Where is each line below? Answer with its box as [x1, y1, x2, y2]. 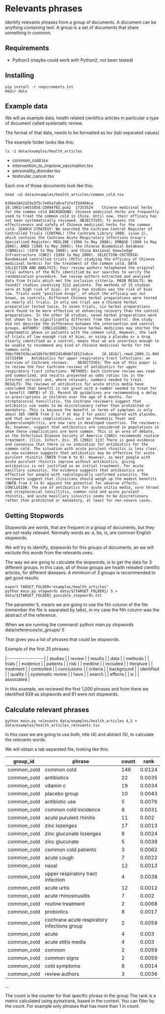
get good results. [5, 575, 40, 581]
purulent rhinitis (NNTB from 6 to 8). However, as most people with [5, 455, 151, 460]
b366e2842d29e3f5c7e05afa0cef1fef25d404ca [5, 201, 93, 206]
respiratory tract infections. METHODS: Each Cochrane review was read [5, 369, 155, 374]
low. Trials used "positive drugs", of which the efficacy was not [5, 291, 146, 296]
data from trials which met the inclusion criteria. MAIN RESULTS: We [5, 279, 153, 284]
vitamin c [45, 782, 66, 789]
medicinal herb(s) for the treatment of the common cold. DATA [5, 261, 137, 266]
